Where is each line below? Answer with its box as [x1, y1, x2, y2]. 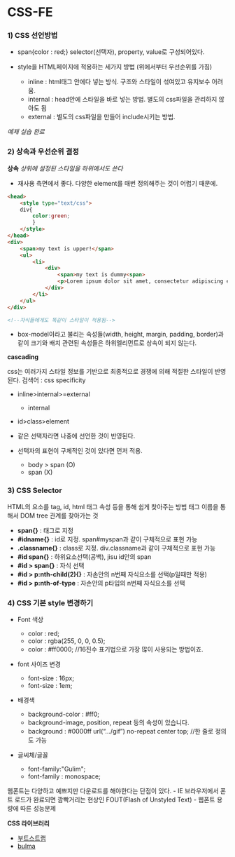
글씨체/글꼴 [17, 751, 49, 759]
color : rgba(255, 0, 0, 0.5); [27, 637, 106, 645]
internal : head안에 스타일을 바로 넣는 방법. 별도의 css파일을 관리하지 [27, 95, 218, 104]
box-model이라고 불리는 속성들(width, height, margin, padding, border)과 [17, 330, 224, 339]
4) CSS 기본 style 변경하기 [7, 598, 94, 607]
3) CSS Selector [7, 485, 62, 495]
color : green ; [32, 212, 71, 220]
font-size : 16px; [27, 674, 75, 682]
